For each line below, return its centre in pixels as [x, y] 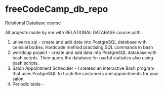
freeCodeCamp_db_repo [57, 9]
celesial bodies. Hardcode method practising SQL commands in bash [82, 47]
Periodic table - [28, 84]
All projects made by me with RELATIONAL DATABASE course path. [74, 32]
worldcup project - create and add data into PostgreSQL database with [84, 52]
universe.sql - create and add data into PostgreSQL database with [79, 42]
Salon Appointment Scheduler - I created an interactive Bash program [83, 68]
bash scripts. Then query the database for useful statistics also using [82, 57]
